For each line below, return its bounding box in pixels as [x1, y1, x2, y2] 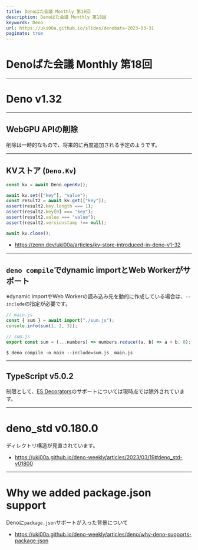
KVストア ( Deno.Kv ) [6, 166, 77, 176]
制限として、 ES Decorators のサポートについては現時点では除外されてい [6, 387, 180, 395]
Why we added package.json [6, 486, 151, 499]
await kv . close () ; [6, 230, 51, 236]
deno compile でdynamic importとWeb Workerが [6, 265, 183, 275]
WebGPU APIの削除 [6, 124, 78, 134]
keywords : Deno [6, 19, 44, 25]
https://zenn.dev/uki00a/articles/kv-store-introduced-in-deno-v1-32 [14, 241, 181, 248]
